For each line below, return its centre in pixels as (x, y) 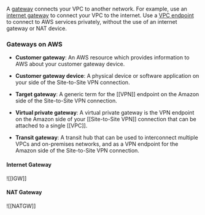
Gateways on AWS (34, 44)
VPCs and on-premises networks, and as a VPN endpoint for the (97, 144)
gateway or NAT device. (37, 28)
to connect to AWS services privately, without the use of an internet (92, 22)
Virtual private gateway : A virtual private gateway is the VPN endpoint (105, 113)
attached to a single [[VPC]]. (51, 126)
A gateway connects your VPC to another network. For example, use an (97, 9)
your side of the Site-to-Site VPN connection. (72, 83)
